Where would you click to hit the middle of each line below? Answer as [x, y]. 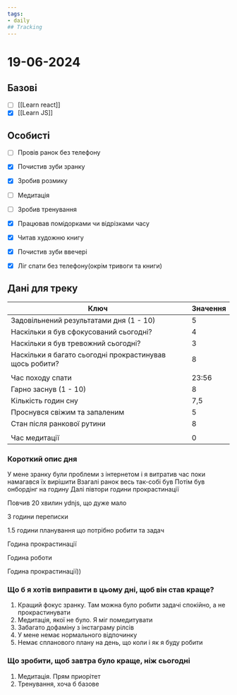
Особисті [29, 135]
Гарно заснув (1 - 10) [49, 389]
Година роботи [30, 557]
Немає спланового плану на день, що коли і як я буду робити [110, 643]
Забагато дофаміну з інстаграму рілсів [75, 628]
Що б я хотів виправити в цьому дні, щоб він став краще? [111, 589]
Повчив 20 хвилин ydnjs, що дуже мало [67, 503]
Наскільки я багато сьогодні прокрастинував [89, 355]
